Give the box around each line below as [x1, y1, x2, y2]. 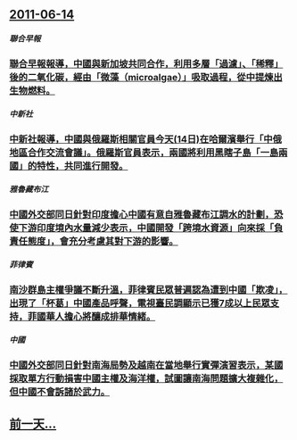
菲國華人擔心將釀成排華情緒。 [27, 311, 156, 323]
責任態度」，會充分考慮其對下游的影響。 [9, 236, 178, 248]
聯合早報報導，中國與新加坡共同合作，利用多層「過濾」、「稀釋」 [9, 58, 284, 71]
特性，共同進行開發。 [37, 160, 128, 172]
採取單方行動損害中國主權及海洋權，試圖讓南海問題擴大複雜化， [9, 372, 284, 385]
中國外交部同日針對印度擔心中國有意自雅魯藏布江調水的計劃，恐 [9, 209, 284, 221]
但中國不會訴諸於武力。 [9, 386, 110, 398]
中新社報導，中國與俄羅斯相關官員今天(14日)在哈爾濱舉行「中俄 [9, 133, 283, 145]
